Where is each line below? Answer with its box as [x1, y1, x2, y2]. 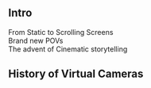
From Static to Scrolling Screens [8, 27, 114, 36]
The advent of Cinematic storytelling [8, 44, 128, 54]
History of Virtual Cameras [8, 67, 144, 81]
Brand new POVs [8, 36, 64, 45]
